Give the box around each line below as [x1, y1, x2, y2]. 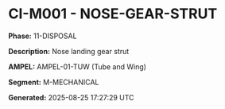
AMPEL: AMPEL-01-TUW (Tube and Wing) [8, 61, 147, 72]
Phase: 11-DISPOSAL [8, 31, 77, 41]
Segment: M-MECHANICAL [8, 77, 99, 87]
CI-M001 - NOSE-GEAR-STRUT [8, 5, 218, 23]
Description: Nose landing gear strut [8, 46, 130, 56]
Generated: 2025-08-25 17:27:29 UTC [8, 92, 134, 102]
